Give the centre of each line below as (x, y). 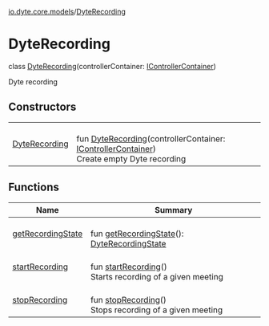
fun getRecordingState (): (137, 234)
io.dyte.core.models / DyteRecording (67, 12)
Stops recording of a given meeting (157, 310)
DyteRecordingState (128, 243)
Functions (34, 187)
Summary (174, 210)
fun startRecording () (129, 267)
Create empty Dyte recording (131, 158)
